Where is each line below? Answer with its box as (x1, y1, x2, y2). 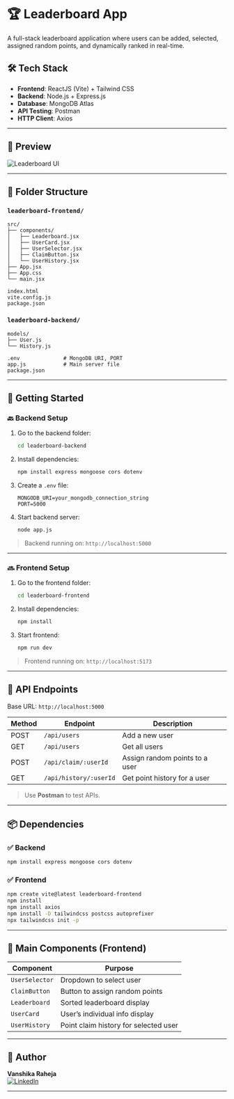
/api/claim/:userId (44, 758, 109, 766)
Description (153, 719, 193, 728)
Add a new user (121, 730, 174, 740)
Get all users (121, 742, 164, 751)
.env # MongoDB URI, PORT (7, 354, 123, 361)
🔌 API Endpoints (7, 684, 79, 696)
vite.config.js (7, 294, 52, 301)
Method (10, 719, 38, 728)
